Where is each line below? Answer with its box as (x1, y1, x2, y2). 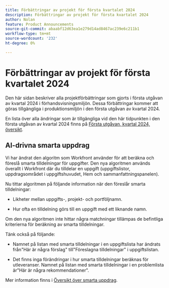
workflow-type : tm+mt (5, 31, 51, 36)
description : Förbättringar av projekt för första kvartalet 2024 (5, 12, 149, 17)
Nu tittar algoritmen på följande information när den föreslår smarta (5, 180, 146, 187)
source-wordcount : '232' (5, 36, 58, 41)
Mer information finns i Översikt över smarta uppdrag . (5, 277, 118, 283)
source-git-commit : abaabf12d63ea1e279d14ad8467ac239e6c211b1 (5, 27, 140, 32)
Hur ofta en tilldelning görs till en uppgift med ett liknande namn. (12, 206, 147, 212)
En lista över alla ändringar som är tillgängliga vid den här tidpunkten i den (5, 115, 160, 121)
